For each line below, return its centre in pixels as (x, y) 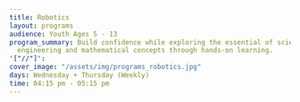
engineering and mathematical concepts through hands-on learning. (146, 51)
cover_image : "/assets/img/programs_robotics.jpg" (105, 67)
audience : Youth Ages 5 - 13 (63, 34)
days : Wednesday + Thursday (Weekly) (79, 75)
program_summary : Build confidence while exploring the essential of (142, 42)
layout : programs (42, 26)
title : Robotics (39, 17)
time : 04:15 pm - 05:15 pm (59, 83)
